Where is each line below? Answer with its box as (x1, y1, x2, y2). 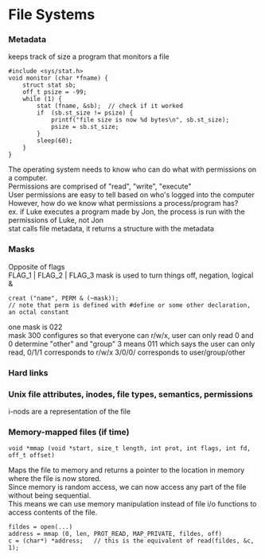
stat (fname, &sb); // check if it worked (37, 102, 183, 111)
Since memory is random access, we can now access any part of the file (8, 483, 247, 492)
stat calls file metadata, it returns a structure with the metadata (8, 224, 215, 234)
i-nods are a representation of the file (8, 407, 131, 416)
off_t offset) (8, 452, 56, 460)
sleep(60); (37, 137, 73, 145)
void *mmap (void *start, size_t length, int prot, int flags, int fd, (8, 444, 251, 452)
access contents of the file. (8, 507, 98, 518)
